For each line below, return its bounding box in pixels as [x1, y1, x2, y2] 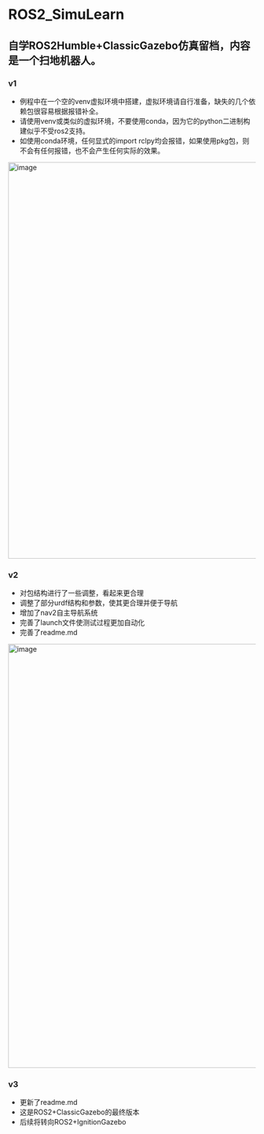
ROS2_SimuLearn [8, 6, 125, 24]
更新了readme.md [19, 1098, 78, 1107]
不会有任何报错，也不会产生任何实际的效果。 [19, 146, 165, 155]
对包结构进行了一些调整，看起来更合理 [19, 589, 144, 598]
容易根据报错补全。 [40, 106, 103, 116]
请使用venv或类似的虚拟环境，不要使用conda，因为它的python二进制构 [19, 116, 251, 125]
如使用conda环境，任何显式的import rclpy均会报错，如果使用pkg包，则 [19, 136, 250, 145]
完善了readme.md [19, 628, 78, 638]
